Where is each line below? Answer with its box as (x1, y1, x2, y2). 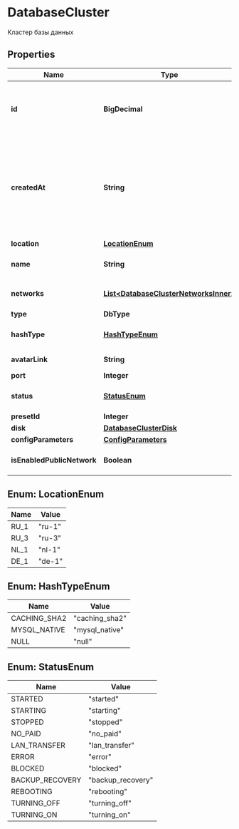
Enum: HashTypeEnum (7, 580, 110, 592)
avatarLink (11, 354, 48, 364)
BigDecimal (102, 104, 144, 114)
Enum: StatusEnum (7, 661, 95, 673)
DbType (102, 309, 130, 319)
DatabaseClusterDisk (102, 423, 178, 433)
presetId (11, 411, 41, 421)
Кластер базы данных (7, 28, 74, 36)
